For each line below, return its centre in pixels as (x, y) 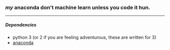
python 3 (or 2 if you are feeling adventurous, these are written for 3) (84, 37)
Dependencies (21, 24)
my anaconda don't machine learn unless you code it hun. (78, 7)
